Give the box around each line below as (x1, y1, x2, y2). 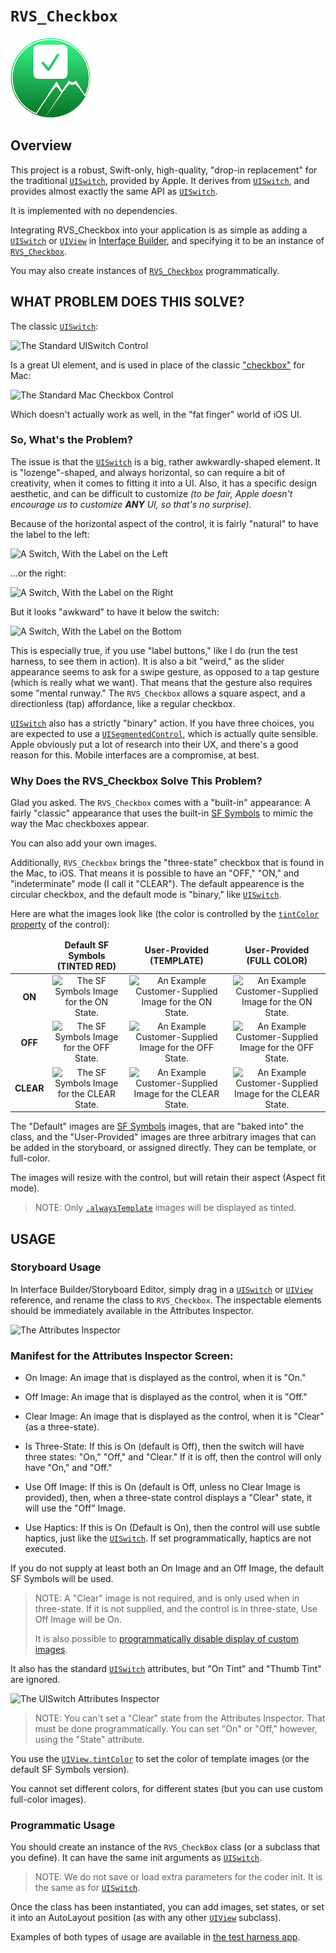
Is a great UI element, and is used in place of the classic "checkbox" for (10, 359, 305, 371)
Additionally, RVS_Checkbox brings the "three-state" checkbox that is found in (10, 857, 325, 869)
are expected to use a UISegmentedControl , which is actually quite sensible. (10, 727, 319, 739)
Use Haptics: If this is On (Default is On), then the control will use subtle (24, 1522, 321, 1534)
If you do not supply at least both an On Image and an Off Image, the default (10, 1562, 325, 1574)
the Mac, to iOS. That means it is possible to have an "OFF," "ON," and (10, 867, 300, 879)
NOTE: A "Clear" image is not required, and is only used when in (34, 1592, 300, 1604)
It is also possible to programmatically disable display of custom (34, 1633, 300, 1645)
